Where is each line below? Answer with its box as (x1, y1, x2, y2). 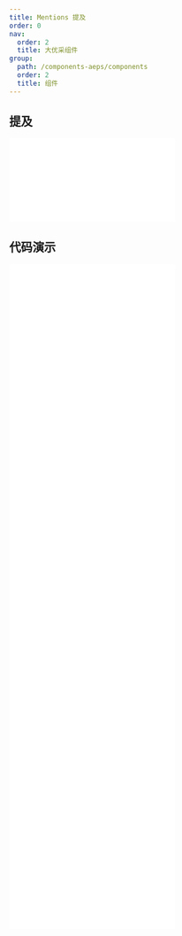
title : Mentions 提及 (9, 12, 87, 22)
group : (9, 54, 34, 63)
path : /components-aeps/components (17, 63, 148, 72)
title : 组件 (17, 79, 59, 88)
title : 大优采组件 (17, 46, 78, 55)
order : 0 (9, 21, 42, 30)
